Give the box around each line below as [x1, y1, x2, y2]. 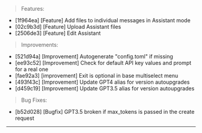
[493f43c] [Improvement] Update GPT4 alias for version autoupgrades [14, 78, 190, 85]
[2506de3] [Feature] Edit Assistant [14, 29, 101, 37]
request [14, 114, 34, 122]
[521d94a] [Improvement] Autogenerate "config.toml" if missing [14, 53, 173, 60]
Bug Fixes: [20, 96, 47, 104]
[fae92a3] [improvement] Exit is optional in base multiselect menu [14, 72, 179, 79]
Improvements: [20, 42, 58, 48]
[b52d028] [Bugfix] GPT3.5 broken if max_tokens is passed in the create [14, 108, 195, 115]
